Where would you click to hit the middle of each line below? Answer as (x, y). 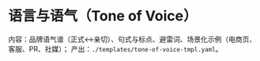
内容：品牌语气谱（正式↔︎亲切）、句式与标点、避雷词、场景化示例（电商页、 (132, 39)
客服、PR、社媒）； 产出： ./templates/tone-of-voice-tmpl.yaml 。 (115, 48)
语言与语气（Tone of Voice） (103, 16)
